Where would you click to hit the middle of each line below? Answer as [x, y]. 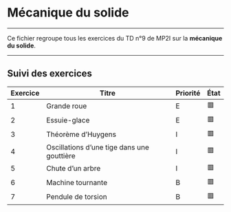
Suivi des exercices [50, 74]
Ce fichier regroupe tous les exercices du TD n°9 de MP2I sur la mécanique [115, 38]
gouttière [61, 156]
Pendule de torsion [77, 197]
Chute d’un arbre [74, 169]
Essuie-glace [68, 120]
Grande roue [67, 106]
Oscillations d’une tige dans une [98, 147]
